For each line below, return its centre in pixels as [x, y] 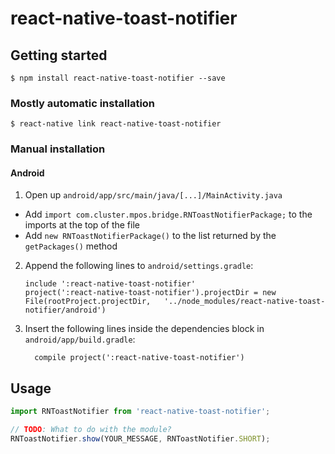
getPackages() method [71, 246]
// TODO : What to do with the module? [91, 430]
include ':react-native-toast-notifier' [110, 284]
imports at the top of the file [82, 225]
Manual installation [58, 149]
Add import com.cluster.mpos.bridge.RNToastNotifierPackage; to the [168, 214]
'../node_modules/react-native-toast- [244, 302]
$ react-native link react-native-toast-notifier [116, 124]
